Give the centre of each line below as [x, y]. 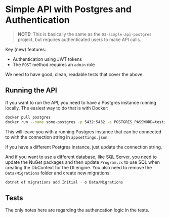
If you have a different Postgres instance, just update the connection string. [84, 147]
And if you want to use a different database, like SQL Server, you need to [81, 157]
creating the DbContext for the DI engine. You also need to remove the [79, 167]
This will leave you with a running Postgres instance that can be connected [83, 132]
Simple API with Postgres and [68, 9]
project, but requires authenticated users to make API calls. [79, 40]
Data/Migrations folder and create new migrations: [58, 173]
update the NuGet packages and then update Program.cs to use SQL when [83, 162]
